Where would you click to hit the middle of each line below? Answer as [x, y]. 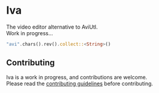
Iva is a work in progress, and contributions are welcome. [77, 77]
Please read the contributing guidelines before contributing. [80, 83]
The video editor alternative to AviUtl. [52, 27]
